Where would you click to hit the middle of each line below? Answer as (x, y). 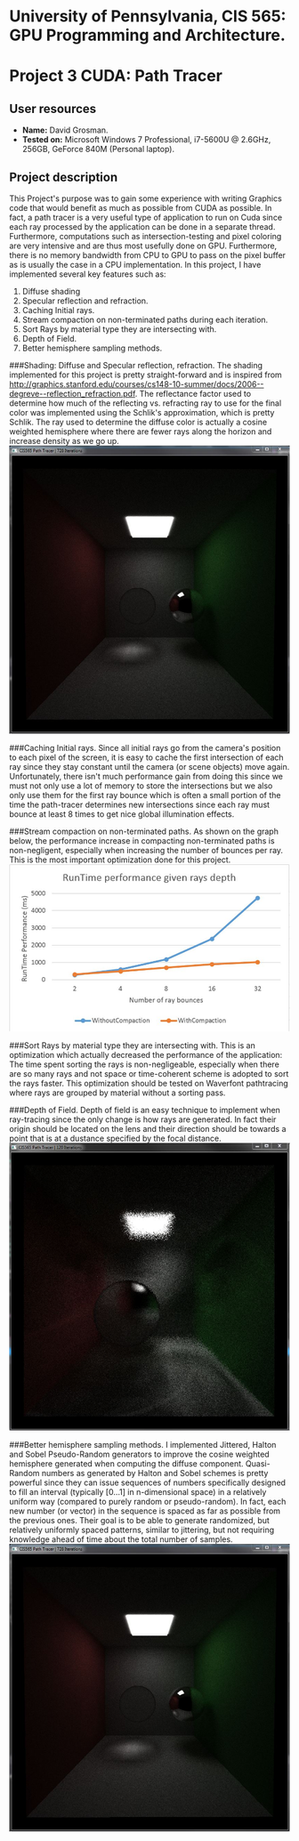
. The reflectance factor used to (193, 394)
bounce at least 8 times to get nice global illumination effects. (122, 814)
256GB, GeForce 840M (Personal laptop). (98, 149)
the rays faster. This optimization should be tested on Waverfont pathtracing (149, 1084)
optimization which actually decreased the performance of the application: (146, 1055)
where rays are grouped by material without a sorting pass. (117, 1093)
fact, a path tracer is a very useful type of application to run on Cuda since (146, 217)
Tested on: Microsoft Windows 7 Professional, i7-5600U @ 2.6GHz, (146, 140)
